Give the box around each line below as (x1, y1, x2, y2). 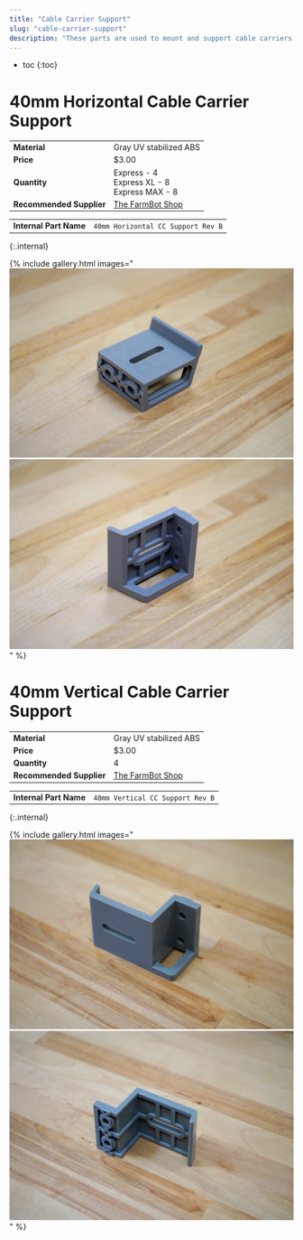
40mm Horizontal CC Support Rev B (93, 222, 224, 231)
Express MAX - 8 (113, 186, 179, 197)
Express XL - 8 (113, 176, 170, 187)
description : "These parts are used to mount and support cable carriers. (9, 33, 297, 42)
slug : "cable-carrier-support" (9, 23, 127, 33)
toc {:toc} (22, 60, 59, 70)
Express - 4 (113, 167, 159, 178)
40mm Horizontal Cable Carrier (9, 91, 250, 112)
